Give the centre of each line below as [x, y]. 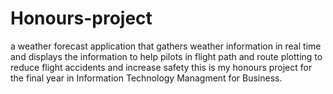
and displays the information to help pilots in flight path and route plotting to [166, 56]
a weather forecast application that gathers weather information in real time [166, 46]
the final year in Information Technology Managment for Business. [146, 78]
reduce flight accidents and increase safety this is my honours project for [161, 67]
